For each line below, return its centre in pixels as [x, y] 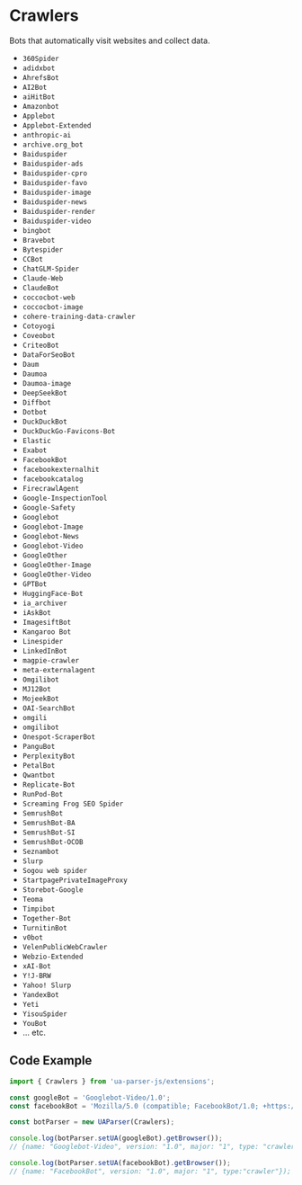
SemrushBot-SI [49, 833]
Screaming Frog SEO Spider [73, 804]
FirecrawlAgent [51, 488]
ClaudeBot [41, 288]
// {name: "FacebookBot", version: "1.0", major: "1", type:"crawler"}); [151, 1171]
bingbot [36, 230]
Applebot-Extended [57, 125]
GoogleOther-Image [57, 565]
